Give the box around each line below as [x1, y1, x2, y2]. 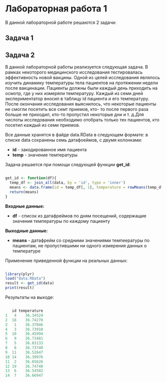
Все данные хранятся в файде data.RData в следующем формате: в [5, 132, 148, 138]
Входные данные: [5, 203, 45, 209]
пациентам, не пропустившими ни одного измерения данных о [12, 242, 147, 249]
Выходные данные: [5, 227, 48, 234]
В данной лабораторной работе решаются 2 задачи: [5, 19, 117, 25]
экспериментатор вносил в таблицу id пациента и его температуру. [5, 95, 150, 102]
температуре [12, 248, 41, 254]
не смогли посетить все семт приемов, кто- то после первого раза [5, 106, 149, 112]
